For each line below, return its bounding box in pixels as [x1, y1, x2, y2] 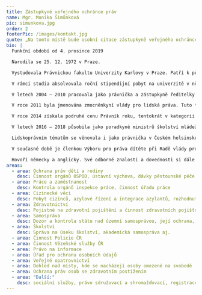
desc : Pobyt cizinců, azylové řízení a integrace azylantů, [17, 196, 171, 202]
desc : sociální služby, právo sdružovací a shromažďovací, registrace [17, 280, 198, 286]
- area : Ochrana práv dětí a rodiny [11, 168, 103, 174]
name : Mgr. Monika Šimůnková [6, 14, 79, 20]
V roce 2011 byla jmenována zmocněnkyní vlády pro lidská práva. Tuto [11, 102, 192, 108]
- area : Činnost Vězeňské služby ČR [11, 240, 103, 247]
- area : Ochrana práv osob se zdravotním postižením [11, 269, 147, 275]
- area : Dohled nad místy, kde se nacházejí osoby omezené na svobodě [11, 263, 192, 269]
